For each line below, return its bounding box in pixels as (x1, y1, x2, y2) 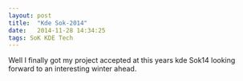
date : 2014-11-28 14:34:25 (8, 26, 106, 34)
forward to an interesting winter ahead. (8, 64, 137, 74)
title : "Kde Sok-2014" (8, 19, 88, 27)
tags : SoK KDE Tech (8, 33, 74, 42)
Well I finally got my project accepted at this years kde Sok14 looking (8, 56, 236, 65)
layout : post (8, 11, 52, 20)
